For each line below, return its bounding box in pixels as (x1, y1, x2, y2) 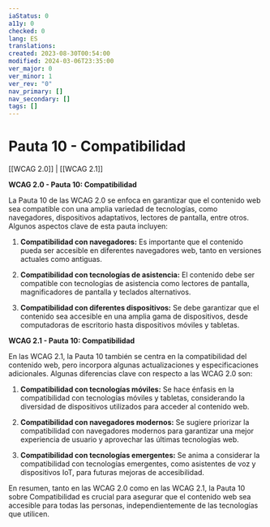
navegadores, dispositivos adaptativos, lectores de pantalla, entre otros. (8, 212, 250, 223)
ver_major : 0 (8, 65, 53, 73)
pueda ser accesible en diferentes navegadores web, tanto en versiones (19, 246, 262, 255)
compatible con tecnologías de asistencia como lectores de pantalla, (19, 279, 250, 289)
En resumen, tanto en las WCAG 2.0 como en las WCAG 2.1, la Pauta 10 (8, 483, 246, 493)
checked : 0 (8, 27, 45, 35)
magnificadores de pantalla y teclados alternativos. (19, 287, 191, 297)
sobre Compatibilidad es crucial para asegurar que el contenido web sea (8, 492, 251, 502)
